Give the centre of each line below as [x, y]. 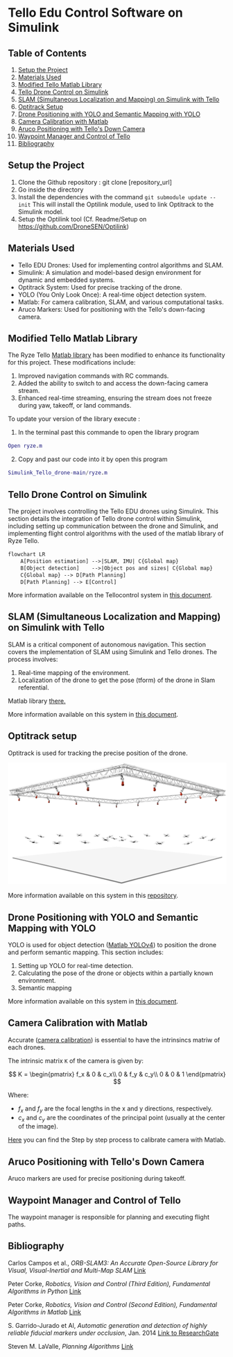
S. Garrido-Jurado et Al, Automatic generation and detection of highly [107, 1325]
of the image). [38, 1126]
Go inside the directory [51, 190]
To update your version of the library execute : [74, 419]
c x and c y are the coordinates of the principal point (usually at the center [121, 1118]
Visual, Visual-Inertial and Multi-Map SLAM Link [77, 1270]
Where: [18, 1094]
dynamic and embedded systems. [66, 280]
